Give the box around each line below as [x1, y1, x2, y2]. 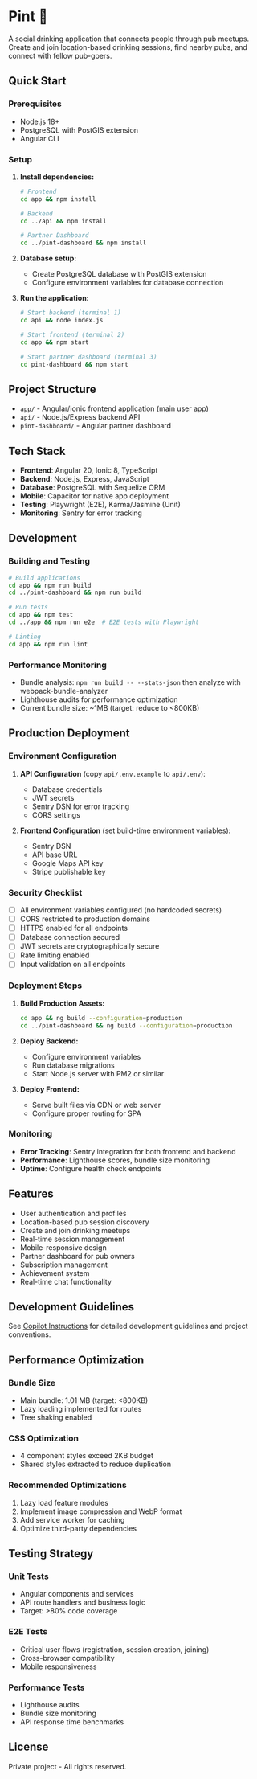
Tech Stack [8, 444, 66, 457]
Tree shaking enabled [19, 1412, 92, 1422]
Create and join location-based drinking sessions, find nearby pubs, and [8, 42, 247, 51]
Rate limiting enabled [19, 950, 90, 960]
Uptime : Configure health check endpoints [19, 1163, 162, 1173]
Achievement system [19, 1268, 90, 1277]
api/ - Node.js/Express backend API [19, 412, 141, 422]
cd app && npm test [8, 611, 74, 619]
